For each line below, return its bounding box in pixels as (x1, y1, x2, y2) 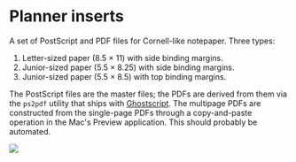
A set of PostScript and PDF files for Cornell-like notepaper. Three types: (9, 35, 276, 46)
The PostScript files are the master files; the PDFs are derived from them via (9, 89, 288, 99)
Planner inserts (9, 6, 124, 27)
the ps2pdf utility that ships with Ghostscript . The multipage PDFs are (9, 97, 261, 108)
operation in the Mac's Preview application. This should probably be (9, 117, 258, 127)
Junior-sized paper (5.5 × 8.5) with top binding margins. (21, 71, 227, 81)
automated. (9, 126, 51, 136)
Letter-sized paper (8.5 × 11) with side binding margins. (21, 52, 223, 63)
